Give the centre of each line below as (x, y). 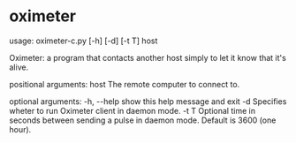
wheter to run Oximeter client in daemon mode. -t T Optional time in (133, 110)
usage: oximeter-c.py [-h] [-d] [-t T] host (83, 41)
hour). (20, 129)
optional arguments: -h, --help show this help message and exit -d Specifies (148, 101)
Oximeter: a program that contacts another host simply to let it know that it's (148, 57)
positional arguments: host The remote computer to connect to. (125, 84)
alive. (19, 67)
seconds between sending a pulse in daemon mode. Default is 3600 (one (143, 120)
